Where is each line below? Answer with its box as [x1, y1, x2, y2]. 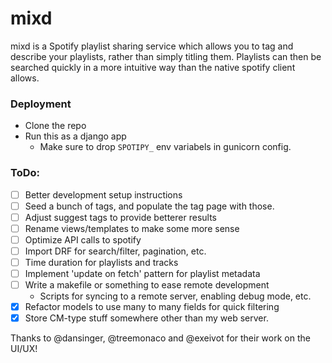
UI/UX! [10, 343, 38, 355]
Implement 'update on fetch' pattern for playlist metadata [24, 267, 261, 279]
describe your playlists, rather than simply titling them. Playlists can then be [10, 50, 322, 62]
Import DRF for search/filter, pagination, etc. [24, 245, 207, 257]
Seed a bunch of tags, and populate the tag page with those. [24, 200, 275, 212]
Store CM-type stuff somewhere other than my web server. [24, 312, 269, 324]
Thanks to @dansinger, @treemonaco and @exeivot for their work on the [10, 332, 311, 344]
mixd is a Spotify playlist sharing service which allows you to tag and [10, 40, 294, 52]
